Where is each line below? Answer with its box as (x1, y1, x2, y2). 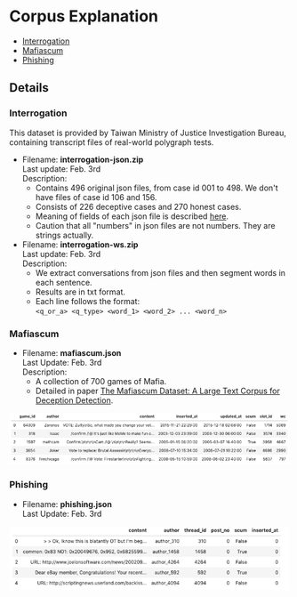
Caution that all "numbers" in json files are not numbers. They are (35, 220, 276, 230)
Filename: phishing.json (21, 498, 113, 509)
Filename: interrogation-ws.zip (21, 238, 139, 250)
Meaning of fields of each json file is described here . (35, 211, 229, 222)
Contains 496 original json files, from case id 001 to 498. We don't (35, 182, 278, 193)
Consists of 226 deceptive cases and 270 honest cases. (35, 201, 242, 212)
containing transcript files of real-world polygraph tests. (9, 136, 214, 148)
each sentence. (35, 277, 92, 287)
